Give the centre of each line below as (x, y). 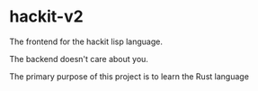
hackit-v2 (46, 17)
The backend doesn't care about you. (79, 59)
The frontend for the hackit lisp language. (86, 41)
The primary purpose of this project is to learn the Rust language (129, 76)
